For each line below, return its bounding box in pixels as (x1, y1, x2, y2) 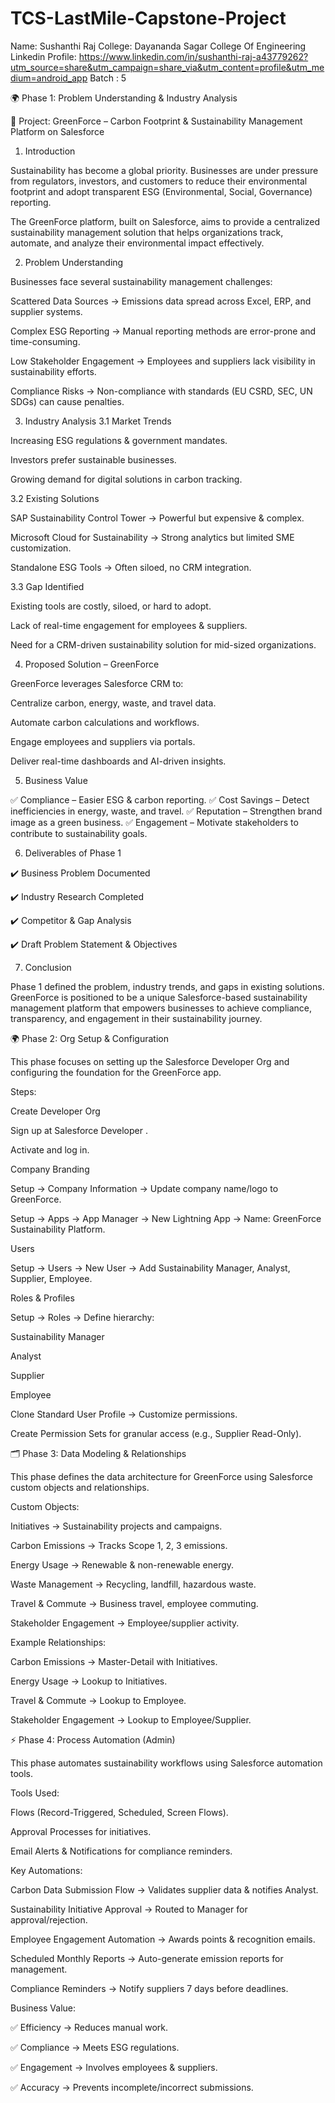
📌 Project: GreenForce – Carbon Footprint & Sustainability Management (10, 115, 303, 127)
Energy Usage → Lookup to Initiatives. (10, 1675, 168, 1687)
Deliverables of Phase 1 (24, 847, 122, 859)
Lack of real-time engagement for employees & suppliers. (10, 619, 248, 631)
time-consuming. (10, 335, 81, 347)
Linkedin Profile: (10, 50, 77, 62)
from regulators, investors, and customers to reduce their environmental (10, 175, 308, 187)
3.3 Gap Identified (10, 580, 85, 592)
